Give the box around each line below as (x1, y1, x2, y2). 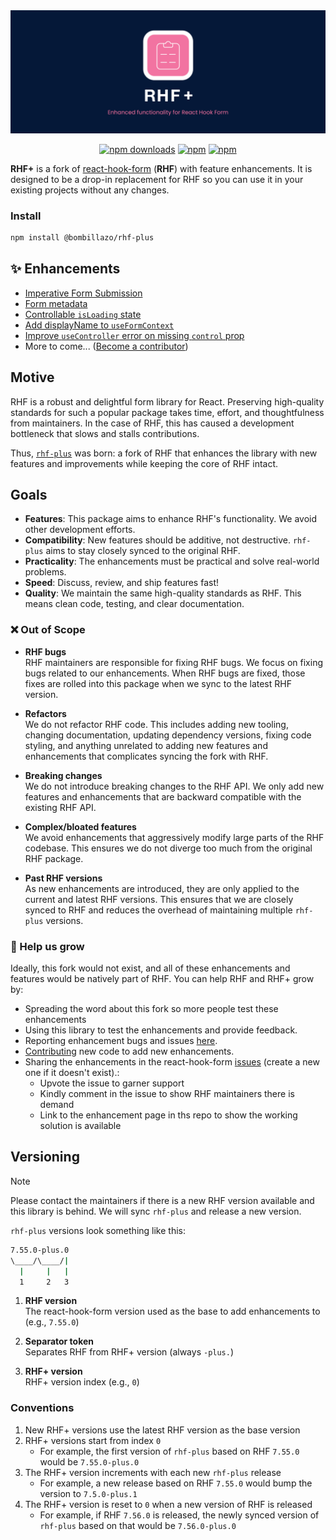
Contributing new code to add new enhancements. (24, 1045, 235, 1058)
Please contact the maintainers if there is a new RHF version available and (10, 1194, 315, 1206)
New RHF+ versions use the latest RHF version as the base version (24, 1424, 301, 1436)
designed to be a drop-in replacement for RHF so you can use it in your (10, 173, 304, 185)
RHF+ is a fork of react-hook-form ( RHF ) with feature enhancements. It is (10, 162, 313, 174)
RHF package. (24, 852, 84, 864)
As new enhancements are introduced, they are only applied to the (24, 882, 300, 894)
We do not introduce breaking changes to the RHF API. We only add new (24, 780, 325, 792)
